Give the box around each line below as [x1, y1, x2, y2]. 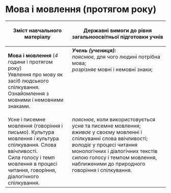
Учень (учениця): [72, 47, 116, 54]
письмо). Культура [8, 128, 54, 135]
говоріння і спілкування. [72, 166, 132, 173]
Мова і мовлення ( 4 [8, 52, 59, 59]
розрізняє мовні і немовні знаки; [72, 66, 153, 73]
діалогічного [8, 173, 39, 180]
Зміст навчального [13, 27, 62, 34]
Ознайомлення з [8, 90, 49, 97]
